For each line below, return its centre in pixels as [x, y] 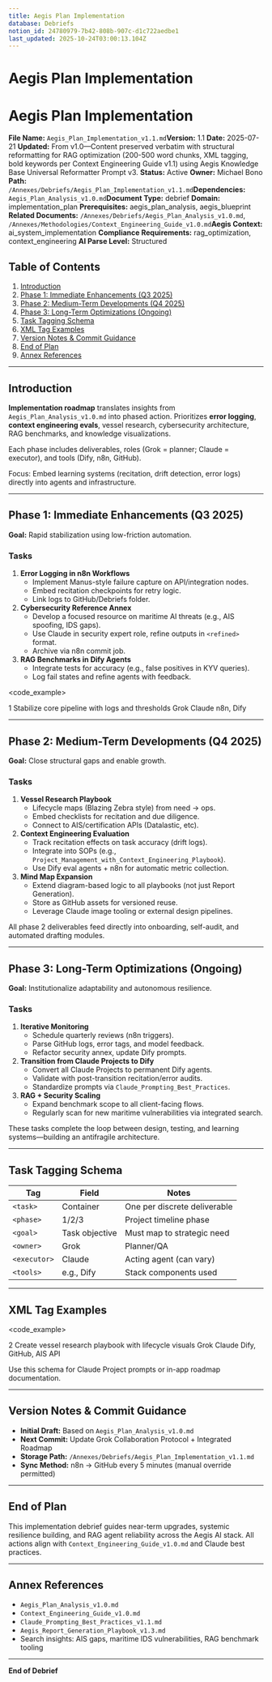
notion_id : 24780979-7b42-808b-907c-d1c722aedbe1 [94, 31]
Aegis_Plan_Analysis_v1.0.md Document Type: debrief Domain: [115, 199]
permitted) [38, 1473]
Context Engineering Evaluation [74, 834]
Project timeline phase [168, 1220]
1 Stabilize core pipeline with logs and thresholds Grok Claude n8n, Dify [127, 708]
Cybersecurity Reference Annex [76, 608]
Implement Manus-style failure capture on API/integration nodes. [140, 582]
